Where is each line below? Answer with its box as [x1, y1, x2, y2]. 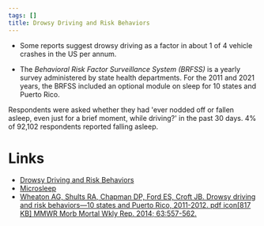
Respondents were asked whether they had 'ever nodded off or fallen [8, 104, 235, 115]
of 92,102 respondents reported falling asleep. [8, 122, 159, 131]
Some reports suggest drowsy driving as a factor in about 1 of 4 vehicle [19, 40, 253, 50]
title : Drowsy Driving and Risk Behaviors [8, 19, 150, 27]
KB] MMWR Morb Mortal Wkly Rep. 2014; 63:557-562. [19, 209, 198, 218]
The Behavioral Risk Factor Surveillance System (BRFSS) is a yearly [19, 64, 241, 73]
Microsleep [19, 183, 57, 194]
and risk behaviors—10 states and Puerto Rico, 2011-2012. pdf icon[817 [19, 201, 251, 210]
